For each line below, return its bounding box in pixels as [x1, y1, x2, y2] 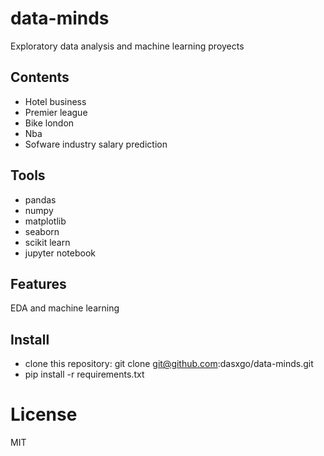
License [10, 403, 78, 426]
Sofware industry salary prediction [24, 138, 168, 150]
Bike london [24, 117, 75, 129]
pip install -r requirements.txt [24, 368, 145, 381]
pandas [24, 193, 57, 206]
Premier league [24, 106, 88, 118]
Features [10, 275, 67, 292]
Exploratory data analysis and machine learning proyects [10, 40, 245, 52]
